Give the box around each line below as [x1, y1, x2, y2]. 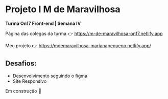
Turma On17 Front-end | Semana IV [5, 20, 81, 26]
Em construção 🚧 [5, 88, 42, 94]
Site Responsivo [12, 78, 47, 84]
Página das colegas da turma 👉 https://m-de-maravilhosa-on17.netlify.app [5, 30, 163, 37]
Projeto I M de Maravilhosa [5, 4, 121, 15]
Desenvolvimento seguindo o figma [12, 73, 88, 79]
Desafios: [5, 59, 37, 68]
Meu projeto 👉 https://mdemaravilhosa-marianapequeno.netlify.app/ [5, 42, 152, 49]
